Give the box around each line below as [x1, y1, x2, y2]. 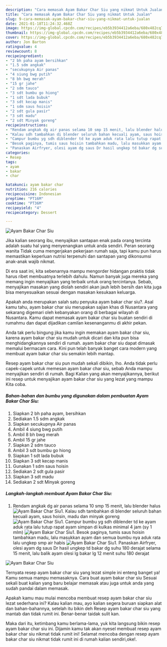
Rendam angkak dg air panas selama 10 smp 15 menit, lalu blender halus [12, 503, 161, 509]
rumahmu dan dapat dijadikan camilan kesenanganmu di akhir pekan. [5, 320, 148, 326]
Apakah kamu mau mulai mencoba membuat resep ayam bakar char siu [5, 595, 152, 601]
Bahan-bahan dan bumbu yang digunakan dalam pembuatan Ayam [5, 392, 149, 398]
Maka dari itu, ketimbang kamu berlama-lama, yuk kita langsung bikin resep [5, 621, 161, 627]
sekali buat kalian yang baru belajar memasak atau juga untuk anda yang [5, 580, 154, 586]
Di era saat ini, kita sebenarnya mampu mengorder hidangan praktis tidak [5, 268, 156, 274]
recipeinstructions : [5, 123, 49, 128]
